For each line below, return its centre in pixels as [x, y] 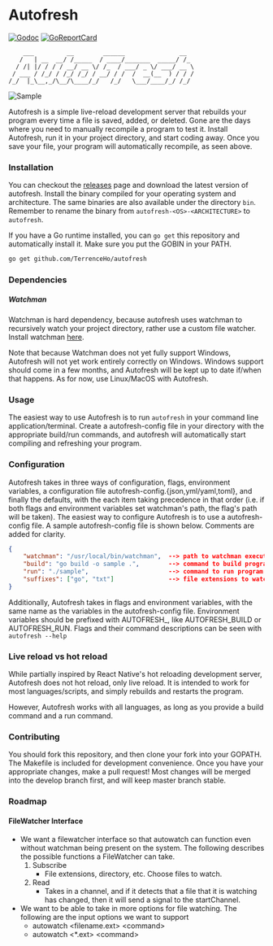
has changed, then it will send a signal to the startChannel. [143, 900]
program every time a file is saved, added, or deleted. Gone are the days [130, 120]
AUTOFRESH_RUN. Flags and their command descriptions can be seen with [135, 628]
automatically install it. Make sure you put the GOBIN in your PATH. [120, 244]
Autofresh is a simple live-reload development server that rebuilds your [128, 111]
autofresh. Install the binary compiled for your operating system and [122, 194]
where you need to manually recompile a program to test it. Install [118, 129]
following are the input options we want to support [104, 917]
